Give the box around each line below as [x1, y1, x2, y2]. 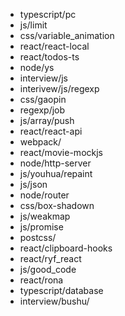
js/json [19, 179, 48, 190]
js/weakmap [19, 210, 71, 222]
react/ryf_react [19, 253, 82, 264]
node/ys [19, 62, 55, 73]
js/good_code [19, 264, 77, 275]
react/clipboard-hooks [19, 242, 113, 254]
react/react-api [19, 125, 83, 137]
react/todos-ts [19, 51, 80, 63]
